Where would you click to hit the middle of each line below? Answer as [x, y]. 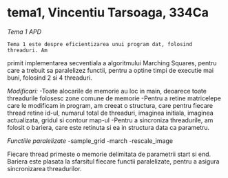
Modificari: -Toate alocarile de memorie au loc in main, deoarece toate [107, 91]
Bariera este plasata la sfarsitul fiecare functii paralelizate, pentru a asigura [113, 161]
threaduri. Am [28, 50]
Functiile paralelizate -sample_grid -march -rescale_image [90, 141]
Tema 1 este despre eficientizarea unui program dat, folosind [100, 44]
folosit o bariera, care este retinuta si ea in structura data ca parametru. [108, 127]
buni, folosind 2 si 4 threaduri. [50, 78]
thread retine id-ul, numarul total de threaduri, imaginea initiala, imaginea [110, 113]
